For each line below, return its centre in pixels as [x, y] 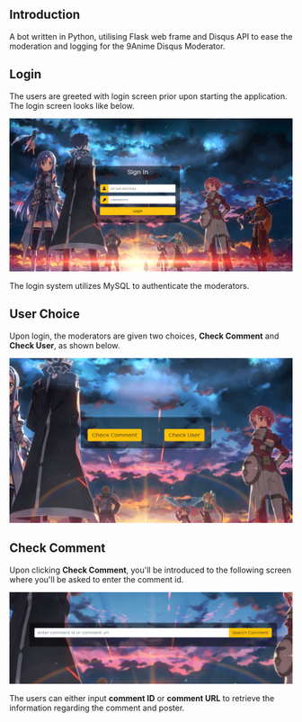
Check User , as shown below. [65, 345]
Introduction [45, 15]
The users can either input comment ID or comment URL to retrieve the [142, 698]
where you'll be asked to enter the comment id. [97, 579]
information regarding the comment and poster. [97, 708]
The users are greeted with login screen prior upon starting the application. [148, 96]
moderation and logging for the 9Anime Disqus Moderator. [117, 46]
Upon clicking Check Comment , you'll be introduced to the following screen [151, 570]
